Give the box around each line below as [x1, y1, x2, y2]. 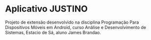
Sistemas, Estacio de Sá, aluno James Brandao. [5, 29, 101, 35]
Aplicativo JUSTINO [5, 3, 88, 14]
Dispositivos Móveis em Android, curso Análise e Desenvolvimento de [5, 24, 146, 30]
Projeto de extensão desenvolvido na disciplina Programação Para [5, 19, 139, 25]
